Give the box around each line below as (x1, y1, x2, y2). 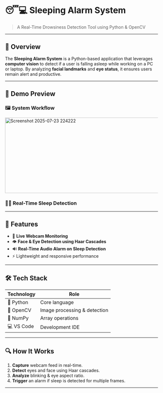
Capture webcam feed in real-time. (12, 362, 83, 368)
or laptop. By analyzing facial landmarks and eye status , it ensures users (5, 66, 152, 72)
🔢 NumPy (7, 315, 29, 322)
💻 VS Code (7, 323, 34, 330)
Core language (40, 299, 74, 306)
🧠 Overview (5, 43, 41, 51)
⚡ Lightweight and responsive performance (12, 253, 99, 259)
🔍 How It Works (5, 347, 54, 355)
